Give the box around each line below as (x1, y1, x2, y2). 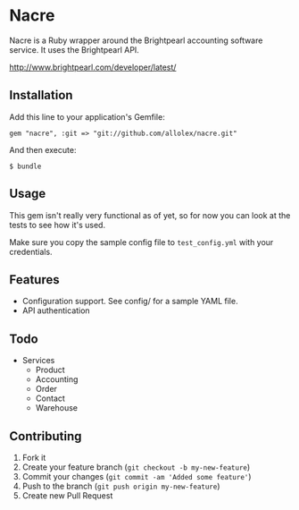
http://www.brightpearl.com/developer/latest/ (9, 62, 177, 72)
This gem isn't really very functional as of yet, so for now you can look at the (9, 209, 291, 220)
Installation (9, 88, 73, 103)
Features (9, 272, 60, 287)
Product (35, 364, 65, 376)
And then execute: (9, 144, 77, 155)
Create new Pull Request (21, 490, 113, 501)
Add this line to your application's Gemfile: (9, 111, 165, 122)
